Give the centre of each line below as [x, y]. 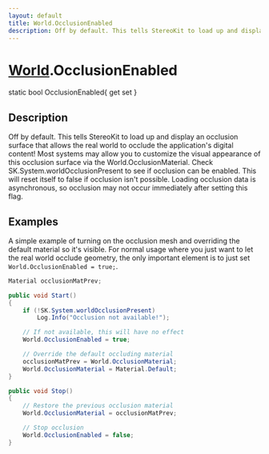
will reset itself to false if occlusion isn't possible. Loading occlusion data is [132, 179]
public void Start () [43, 295]
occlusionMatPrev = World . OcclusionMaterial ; [100, 361]
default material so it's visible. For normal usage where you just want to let [131, 249]
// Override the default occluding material [98, 354]
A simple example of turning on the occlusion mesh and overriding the [124, 240]
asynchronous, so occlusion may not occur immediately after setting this [128, 188]
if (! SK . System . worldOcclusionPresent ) [89, 310]
